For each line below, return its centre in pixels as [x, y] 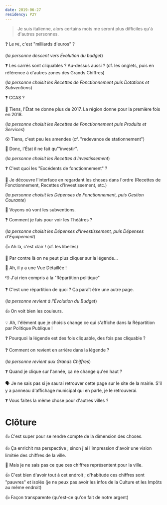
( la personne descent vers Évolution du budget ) [54, 55]
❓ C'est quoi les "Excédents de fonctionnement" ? [56, 168]
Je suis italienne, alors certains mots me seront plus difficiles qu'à [85, 28]
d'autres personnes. [38, 34]
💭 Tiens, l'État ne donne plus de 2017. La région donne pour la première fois [83, 109]
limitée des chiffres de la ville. [36, 455]
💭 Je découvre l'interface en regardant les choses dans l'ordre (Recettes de [83, 179]
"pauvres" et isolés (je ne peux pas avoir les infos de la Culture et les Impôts [83, 482]
